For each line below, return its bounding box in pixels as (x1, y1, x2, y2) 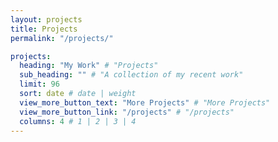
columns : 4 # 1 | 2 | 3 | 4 (19, 116, 137, 126)
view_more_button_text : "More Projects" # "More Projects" (19, 97, 271, 108)
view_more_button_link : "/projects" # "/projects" (19, 107, 235, 117)
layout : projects (10, 14, 83, 25)
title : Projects (10, 24, 78, 34)
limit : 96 (19, 79, 60, 90)
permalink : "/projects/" (10, 33, 114, 43)
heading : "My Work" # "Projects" (19, 61, 159, 71)
